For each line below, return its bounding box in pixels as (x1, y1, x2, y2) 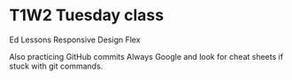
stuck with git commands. (9, 61, 104, 71)
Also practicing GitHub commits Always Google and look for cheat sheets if (9, 51, 284, 62)
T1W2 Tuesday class (9, 5, 165, 25)
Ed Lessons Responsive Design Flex (9, 34, 141, 45)
